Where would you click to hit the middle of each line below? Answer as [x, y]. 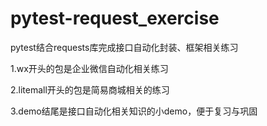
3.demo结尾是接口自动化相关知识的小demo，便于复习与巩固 [134, 111]
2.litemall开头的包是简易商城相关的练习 [90, 89]
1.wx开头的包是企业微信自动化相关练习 [89, 68]
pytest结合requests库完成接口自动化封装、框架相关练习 [124, 47]
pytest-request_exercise [115, 18]
